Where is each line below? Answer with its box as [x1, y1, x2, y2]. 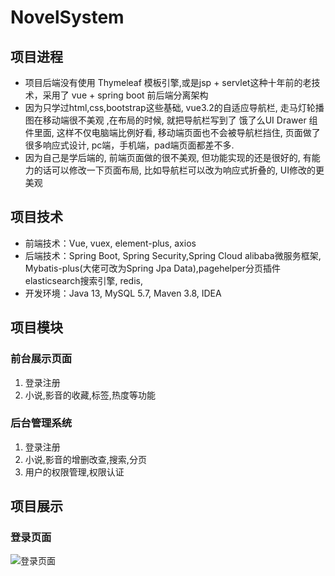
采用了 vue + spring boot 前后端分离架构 [42, 89, 209, 101]
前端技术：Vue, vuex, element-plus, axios [24, 237, 197, 249]
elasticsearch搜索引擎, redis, [24, 274, 143, 286]
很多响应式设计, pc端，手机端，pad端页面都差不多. [24, 139, 235, 151]
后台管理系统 [10, 416, 73, 430]
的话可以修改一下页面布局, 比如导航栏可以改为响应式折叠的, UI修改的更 [33, 164, 325, 176]
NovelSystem [10, 6, 125, 29]
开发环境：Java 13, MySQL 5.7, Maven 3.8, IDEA [24, 287, 222, 299]
